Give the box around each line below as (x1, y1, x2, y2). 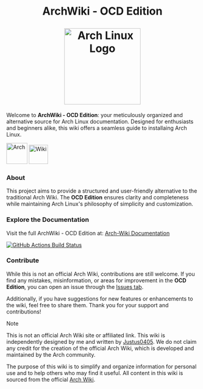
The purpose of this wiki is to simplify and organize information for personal (6, 363, 197, 370)
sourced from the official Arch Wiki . (6, 376, 96, 383)
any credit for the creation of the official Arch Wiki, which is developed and (6, 344, 194, 352)
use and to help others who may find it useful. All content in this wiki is (6, 369, 183, 376)
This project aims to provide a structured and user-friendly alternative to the (6, 187, 198, 194)
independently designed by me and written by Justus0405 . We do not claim (6, 338, 197, 345)
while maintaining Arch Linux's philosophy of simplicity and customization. (6, 200, 193, 208)
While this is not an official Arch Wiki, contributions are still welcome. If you (6, 270, 195, 277)
